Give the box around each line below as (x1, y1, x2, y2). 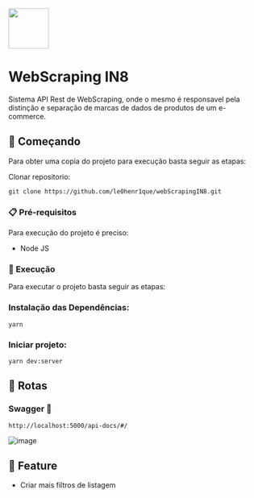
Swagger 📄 (8, 403, 52, 414)
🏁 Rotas (8, 379, 48, 393)
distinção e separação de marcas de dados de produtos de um (8, 102, 218, 112)
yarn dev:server (8, 357, 63, 365)
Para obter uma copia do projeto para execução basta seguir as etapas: (8, 156, 247, 166)
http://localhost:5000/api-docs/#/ (8, 421, 128, 430)
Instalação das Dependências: (8, 302, 130, 313)
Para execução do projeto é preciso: (8, 228, 129, 238)
